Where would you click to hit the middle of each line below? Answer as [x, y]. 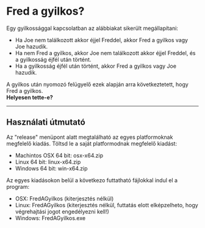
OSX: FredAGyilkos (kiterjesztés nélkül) [64, 198]
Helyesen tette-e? [30, 97]
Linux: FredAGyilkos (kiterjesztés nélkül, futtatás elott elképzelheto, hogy [106, 205]
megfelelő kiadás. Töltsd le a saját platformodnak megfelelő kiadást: [92, 143]
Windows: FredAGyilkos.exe [50, 218]
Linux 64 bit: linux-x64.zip [48, 162]
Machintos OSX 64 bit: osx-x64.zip [59, 155]
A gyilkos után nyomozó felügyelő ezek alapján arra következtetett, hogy [98, 84]
